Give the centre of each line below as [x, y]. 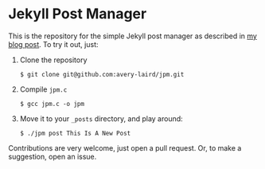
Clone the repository [53, 60]
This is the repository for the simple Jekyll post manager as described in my [132, 36]
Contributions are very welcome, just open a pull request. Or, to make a [125, 147]
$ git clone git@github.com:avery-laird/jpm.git [102, 74]
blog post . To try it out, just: [53, 44]
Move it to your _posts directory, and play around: [101, 118]
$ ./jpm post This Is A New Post [75, 133]
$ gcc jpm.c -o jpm [52, 104]
